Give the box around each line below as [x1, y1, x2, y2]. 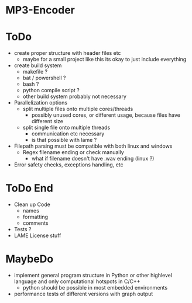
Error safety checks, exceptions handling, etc [13, 161, 124, 168]
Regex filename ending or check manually [22, 149, 124, 156]
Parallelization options [13, 99, 68, 106]
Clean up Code [13, 201, 50, 208]
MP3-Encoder [5, 4, 76, 17]
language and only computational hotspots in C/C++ [13, 278, 141, 285]
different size [31, 118, 64, 125]
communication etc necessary [31, 130, 105, 137]
